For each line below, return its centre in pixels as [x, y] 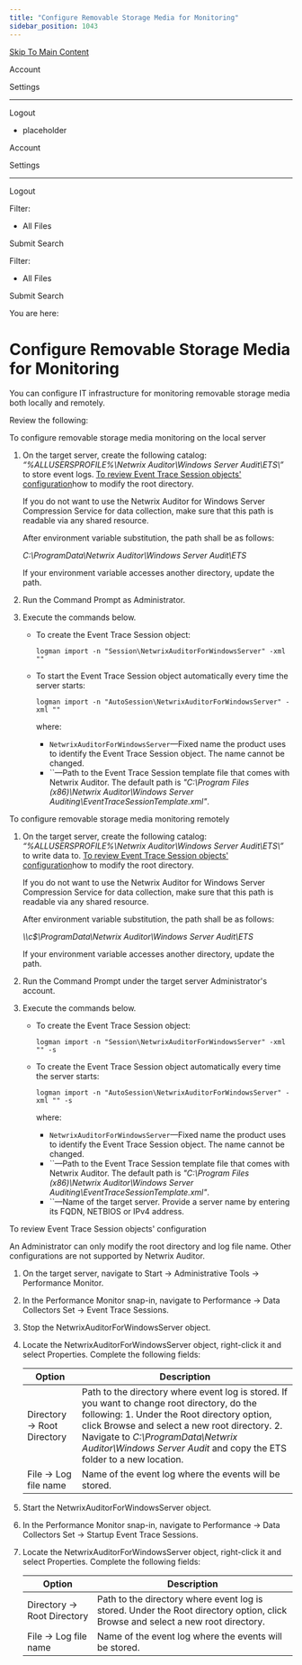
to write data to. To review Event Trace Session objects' [125, 856]
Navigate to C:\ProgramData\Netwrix [160, 1437]
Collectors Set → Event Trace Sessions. [95, 1310]
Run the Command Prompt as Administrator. [104, 600]
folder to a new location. [133, 1460]
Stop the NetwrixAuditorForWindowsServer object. [116, 1328]
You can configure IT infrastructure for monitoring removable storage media [150, 394]
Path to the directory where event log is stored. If [185, 1392]
